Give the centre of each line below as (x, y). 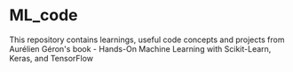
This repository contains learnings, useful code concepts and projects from (147, 40)
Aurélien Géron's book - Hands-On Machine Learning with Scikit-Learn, (140, 48)
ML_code (44, 15)
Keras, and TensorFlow (51, 58)
